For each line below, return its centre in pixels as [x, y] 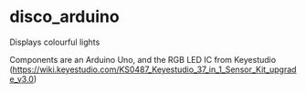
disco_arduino [65, 17]
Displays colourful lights [55, 42]
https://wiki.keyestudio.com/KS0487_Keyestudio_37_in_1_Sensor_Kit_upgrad [154, 69]
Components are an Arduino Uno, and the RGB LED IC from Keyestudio [143, 59]
